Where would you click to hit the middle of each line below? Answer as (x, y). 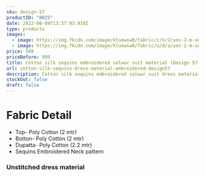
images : (16, 35)
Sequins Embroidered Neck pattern (59, 151)
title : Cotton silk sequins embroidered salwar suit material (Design (98, 63)
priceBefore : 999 (28, 57)
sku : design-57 (26, 12)
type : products (26, 29)
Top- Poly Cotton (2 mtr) (46, 132)
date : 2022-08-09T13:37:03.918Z (47, 23)
